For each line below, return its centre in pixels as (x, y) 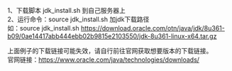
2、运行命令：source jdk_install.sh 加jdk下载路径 (78, 19)
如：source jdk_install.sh (43, 28)
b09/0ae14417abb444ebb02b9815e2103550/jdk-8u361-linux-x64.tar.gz (112, 36)
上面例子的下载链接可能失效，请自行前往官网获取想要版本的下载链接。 (110, 51)
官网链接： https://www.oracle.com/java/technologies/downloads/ (104, 60)
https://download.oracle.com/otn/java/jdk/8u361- (153, 28)
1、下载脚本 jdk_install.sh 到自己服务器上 (67, 10)
